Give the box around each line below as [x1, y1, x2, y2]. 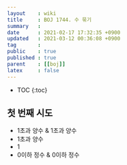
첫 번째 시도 [7, 107, 53, 119]
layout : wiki [7, 10, 57, 17]
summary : [7, 22, 41, 29]
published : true [7, 55, 57, 61]
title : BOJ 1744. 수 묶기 [7, 16, 92, 23]
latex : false [7, 67, 59, 74]
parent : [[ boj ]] [7, 61, 66, 67]
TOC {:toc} [16, 86, 48, 94]
